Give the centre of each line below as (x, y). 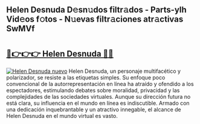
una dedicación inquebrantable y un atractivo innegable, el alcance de (94, 110)
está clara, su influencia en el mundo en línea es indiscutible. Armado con (98, 103)
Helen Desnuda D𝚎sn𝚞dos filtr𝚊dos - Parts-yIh (97, 10)
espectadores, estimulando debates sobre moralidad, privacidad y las (93, 90)
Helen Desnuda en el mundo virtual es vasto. (62, 116)
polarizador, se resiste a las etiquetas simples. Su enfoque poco (86, 77)
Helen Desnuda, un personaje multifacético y (125, 71)
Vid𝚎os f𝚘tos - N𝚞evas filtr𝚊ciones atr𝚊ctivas (95, 20)
